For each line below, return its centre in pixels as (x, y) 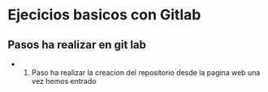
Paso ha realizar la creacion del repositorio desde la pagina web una (146, 73)
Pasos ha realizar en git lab (77, 45)
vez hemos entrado (64, 81)
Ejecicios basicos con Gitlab (104, 15)
